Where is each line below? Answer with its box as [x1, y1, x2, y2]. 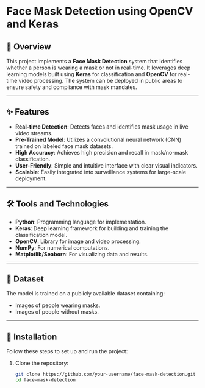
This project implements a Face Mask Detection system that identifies [6, 58, 183, 65]
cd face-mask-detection [15, 377, 76, 383]
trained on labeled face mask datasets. [15, 142, 113, 150]
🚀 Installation [6, 331, 57, 342]
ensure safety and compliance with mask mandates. [6, 83, 137, 91]
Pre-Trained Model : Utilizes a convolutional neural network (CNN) [15, 136, 182, 143]
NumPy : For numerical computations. [15, 244, 110, 251]
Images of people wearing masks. [15, 302, 101, 309]
